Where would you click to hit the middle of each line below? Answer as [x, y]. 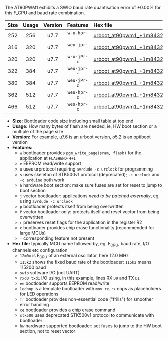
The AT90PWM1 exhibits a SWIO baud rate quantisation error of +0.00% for [83, 7]
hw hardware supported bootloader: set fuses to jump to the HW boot [91, 326]
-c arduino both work [42, 180]
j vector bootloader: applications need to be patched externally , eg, [90, 196]
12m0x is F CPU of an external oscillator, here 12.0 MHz [74, 256]
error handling [34, 304]
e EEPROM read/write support [50, 163]
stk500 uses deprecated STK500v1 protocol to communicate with [87, 315]
